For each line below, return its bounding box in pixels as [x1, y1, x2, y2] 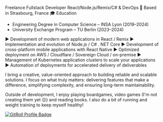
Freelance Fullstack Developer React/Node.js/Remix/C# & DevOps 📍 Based [5, 5, 157, 10]
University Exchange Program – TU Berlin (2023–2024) [12, 27, 124, 32]
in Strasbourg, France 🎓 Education [5, 10, 77, 16]
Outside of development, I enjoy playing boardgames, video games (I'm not [5, 92, 158, 98]
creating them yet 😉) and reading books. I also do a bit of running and [5, 97, 147, 102]
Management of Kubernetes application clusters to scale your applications [5, 57, 156, 63]
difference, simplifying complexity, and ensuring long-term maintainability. [5, 82, 156, 88]
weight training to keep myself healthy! [5, 102, 84, 108]
